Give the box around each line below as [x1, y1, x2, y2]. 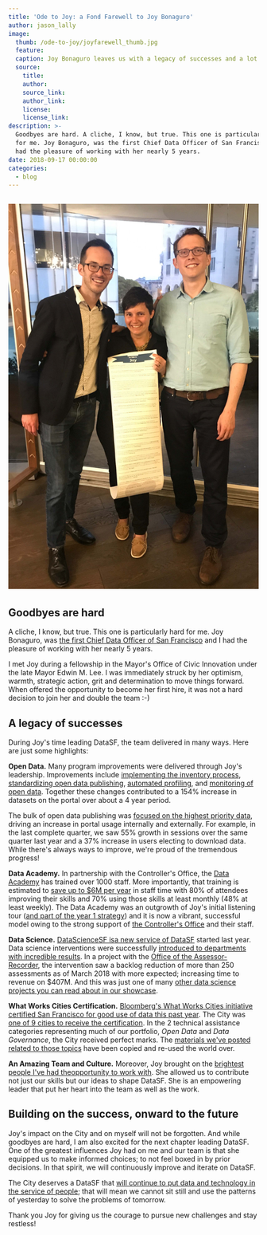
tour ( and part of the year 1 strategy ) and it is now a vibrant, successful [8, 911, 241, 921]
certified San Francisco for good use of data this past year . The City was [8, 1009, 246, 1020]
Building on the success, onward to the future [8, 1107, 239, 1121]
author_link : [22, 96, 66, 105]
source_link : [22, 88, 66, 96]
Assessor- [193, 952, 228, 962]
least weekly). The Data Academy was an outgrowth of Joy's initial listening [8, 903, 256, 912]
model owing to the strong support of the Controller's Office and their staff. [8, 919, 254, 929]
